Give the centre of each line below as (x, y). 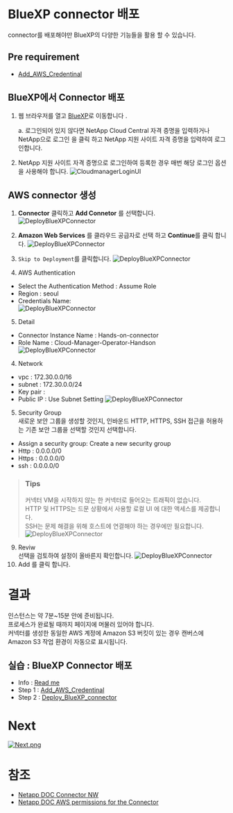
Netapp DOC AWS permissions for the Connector (88, 802)
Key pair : (32, 392)
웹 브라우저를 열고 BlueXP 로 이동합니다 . (72, 115)
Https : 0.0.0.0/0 (41, 458)
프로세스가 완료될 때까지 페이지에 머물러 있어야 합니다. (81, 624)
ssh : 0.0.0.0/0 (38, 466)
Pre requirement (44, 57)
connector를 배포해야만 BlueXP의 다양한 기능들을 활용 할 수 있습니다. (102, 35)
